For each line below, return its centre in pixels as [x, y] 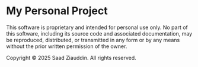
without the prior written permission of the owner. [67, 46]
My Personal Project [57, 11]
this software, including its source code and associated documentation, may [99, 33]
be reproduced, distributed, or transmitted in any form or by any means [93, 40]
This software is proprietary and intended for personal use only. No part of [97, 27]
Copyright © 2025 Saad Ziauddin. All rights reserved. [71, 58]
